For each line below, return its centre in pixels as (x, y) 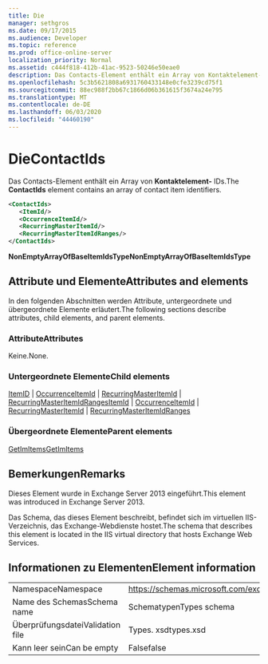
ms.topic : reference (43, 45)
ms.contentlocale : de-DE (49, 105)
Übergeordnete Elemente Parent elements (91, 432)
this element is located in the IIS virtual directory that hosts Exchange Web (130, 534)
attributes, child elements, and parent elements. (87, 318)
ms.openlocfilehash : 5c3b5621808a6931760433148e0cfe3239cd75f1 (116, 82)
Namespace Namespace (57, 589)
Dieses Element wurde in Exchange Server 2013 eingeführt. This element (127, 493)
